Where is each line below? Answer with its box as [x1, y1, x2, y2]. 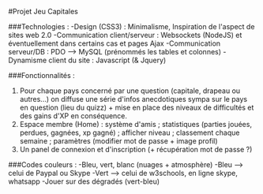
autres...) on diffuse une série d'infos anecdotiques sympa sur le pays [19, 95, 248, 103]
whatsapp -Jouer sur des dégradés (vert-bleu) [8, 177, 160, 186]
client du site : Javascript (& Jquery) [48, 55, 167, 65]
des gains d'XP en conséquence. [19, 111, 128, 121]
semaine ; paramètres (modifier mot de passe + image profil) [19, 136, 219, 145]
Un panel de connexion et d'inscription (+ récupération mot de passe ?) [19, 145, 253, 154]
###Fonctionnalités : [8, 71, 75, 80]
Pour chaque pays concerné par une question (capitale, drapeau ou [19, 86, 241, 95]
